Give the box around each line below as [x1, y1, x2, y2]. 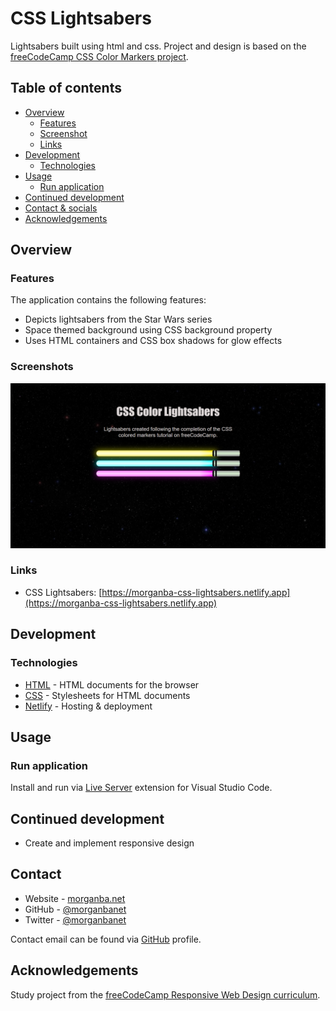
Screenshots [10, 360, 74, 374]
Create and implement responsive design [24, 837, 195, 849]
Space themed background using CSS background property [24, 324, 273, 336]
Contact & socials [24, 202, 98, 214]
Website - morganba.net [24, 892, 126, 904]
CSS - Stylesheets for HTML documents [24, 689, 191, 701]
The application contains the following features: [10, 294, 207, 306]
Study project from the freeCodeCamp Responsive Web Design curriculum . [10, 988, 321, 1001]
